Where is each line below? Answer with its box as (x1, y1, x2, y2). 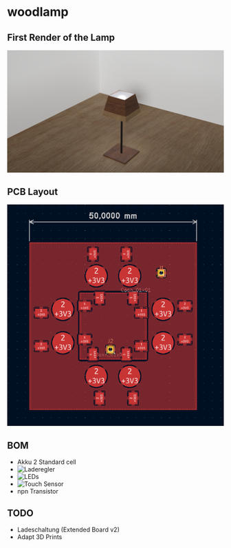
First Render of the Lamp (7, 32, 115, 43)
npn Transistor (16, 487, 58, 496)
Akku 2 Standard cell (16, 458, 77, 466)
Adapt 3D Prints (16, 533, 63, 541)
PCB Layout (7, 185, 58, 197)
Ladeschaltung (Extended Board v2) (16, 525, 120, 534)
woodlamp (7, 4, 69, 20)
